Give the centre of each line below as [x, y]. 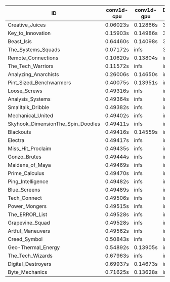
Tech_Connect [25, 198]
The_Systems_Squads [34, 49]
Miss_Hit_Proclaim [30, 148]
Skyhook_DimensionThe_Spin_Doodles [54, 124]
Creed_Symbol [25, 239]
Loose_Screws [25, 91]
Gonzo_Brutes [25, 157]
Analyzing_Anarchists [33, 74]
